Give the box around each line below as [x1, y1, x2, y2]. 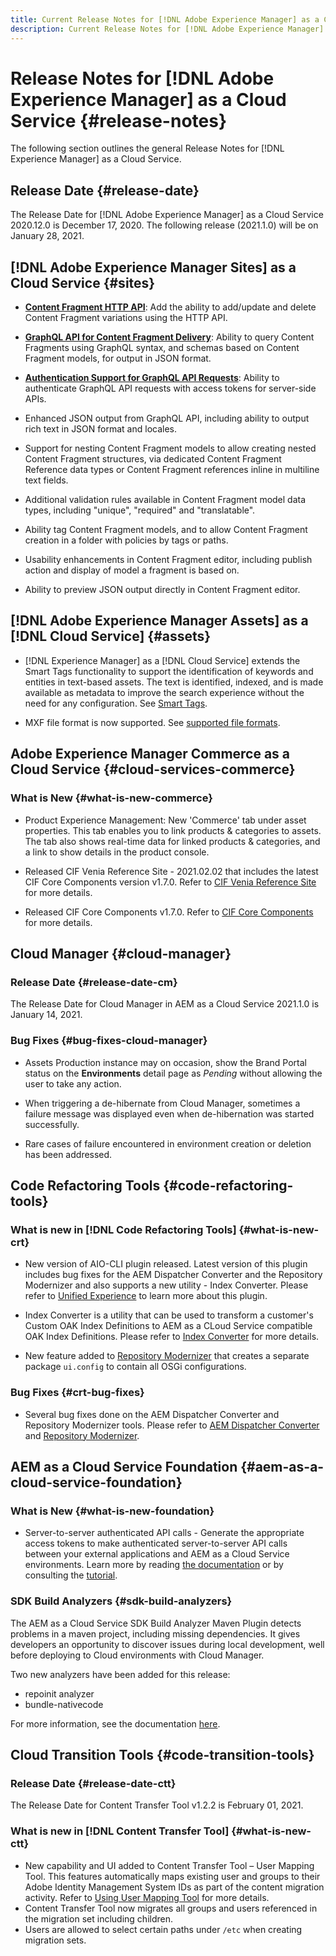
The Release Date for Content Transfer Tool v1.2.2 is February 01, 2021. [10, 1799, 304, 1811]
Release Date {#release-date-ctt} [10, 1776, 177, 1790]
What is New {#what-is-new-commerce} [10, 791, 213, 805]
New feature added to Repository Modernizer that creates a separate [24, 1350, 310, 1362]
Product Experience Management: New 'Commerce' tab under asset [24, 814, 307, 826]
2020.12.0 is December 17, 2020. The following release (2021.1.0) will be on [10, 219, 319, 231]
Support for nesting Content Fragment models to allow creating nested [24, 442, 317, 455]
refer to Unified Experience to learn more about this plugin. [24, 1290, 268, 1302]
